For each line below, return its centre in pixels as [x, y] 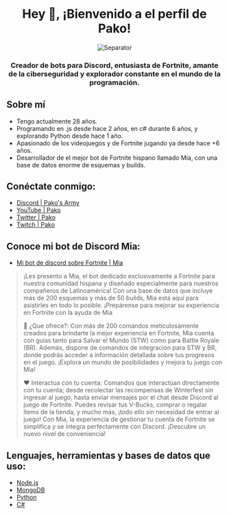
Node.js [27, 483]
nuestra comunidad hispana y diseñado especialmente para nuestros [121, 283]
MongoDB [31, 490]
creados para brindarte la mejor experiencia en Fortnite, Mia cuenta [119, 333]
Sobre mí [26, 105]
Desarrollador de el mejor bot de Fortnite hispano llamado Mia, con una [117, 158]
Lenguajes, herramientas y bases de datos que [108, 455]
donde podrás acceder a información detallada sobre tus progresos [119, 355]
